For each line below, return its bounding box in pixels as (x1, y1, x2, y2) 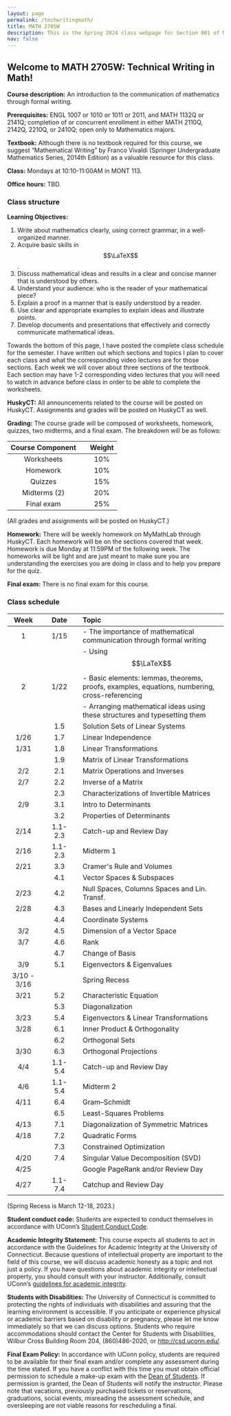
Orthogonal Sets (82, 1035, 135, 1044)
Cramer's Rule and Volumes (82, 861, 173, 871)
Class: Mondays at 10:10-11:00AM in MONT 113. (7, 167, 142, 175)
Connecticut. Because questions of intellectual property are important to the (7, 1250, 223, 1258)
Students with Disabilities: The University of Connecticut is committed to (7, 1293, 216, 1301)
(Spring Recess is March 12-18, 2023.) (7, 1201, 115, 1210)
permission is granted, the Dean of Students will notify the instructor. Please (7, 1379, 223, 1387)
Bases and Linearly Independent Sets (82, 903, 203, 913)
